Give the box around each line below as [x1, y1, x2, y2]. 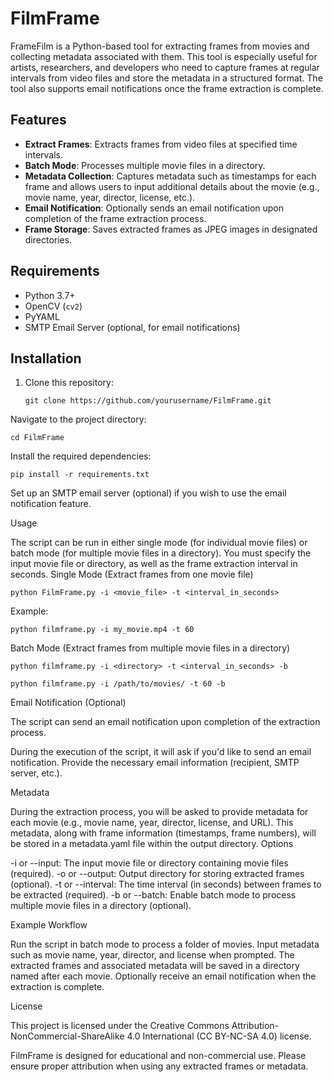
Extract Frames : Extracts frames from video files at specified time [24, 138, 298, 150]
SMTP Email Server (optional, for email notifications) [24, 321, 241, 333]
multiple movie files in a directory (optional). [10, 900, 192, 912]
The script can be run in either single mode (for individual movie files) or [10, 537, 308, 549]
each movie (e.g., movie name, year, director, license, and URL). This [10, 817, 294, 829]
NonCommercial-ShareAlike [10, 1030, 125, 1042]
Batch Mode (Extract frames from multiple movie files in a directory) [10, 642, 291, 654]
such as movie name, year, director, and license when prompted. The [10, 949, 295, 961]
